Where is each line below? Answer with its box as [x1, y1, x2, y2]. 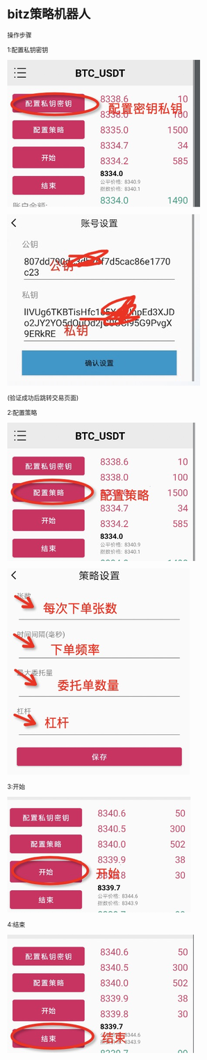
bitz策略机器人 [7, 6, 91, 22]
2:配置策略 [7, 408, 38, 416]
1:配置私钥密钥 [7, 45, 49, 54]
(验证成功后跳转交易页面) [7, 393, 79, 402]
